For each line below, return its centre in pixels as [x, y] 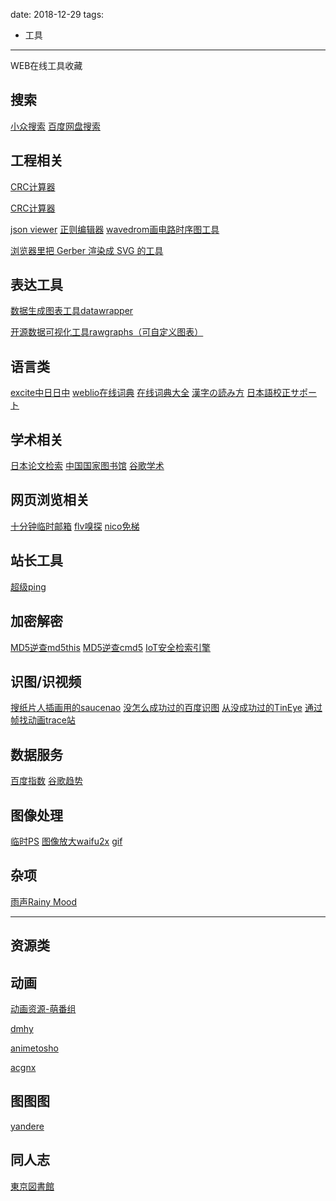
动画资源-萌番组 [43, 1008]
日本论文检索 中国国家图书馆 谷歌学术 [87, 466]
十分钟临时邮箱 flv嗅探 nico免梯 [75, 526]
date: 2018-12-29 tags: [57, 14]
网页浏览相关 [50, 500]
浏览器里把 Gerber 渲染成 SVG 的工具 [87, 250]
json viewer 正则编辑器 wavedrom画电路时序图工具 [115, 229]
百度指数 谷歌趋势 [46, 781]
